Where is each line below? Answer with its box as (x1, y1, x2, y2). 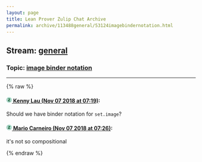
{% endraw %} (6, 149, 43, 157)
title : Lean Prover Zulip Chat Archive (6, 16, 106, 22)
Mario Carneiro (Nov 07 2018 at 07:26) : (13, 124, 113, 132)
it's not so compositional (6, 138, 67, 145)
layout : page (6, 10, 39, 16)
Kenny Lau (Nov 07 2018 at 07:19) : (13, 97, 100, 104)
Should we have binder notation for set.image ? (6, 110, 122, 117)
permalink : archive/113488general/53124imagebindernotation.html (6, 22, 173, 28)
